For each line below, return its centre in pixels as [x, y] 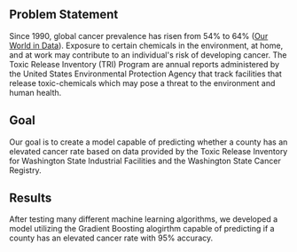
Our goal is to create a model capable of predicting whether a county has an [148, 142]
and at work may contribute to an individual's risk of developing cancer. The [148, 55]
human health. [35, 92]
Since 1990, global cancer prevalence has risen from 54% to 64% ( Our [139, 35]
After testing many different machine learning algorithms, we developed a [144, 219]
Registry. [25, 170]
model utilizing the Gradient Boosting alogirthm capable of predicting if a [142, 229]
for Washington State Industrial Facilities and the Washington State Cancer [145, 161]
